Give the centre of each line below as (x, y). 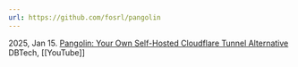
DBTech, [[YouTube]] (47, 52)
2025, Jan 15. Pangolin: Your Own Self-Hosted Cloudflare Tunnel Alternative (149, 43)
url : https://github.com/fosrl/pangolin (85, 17)
